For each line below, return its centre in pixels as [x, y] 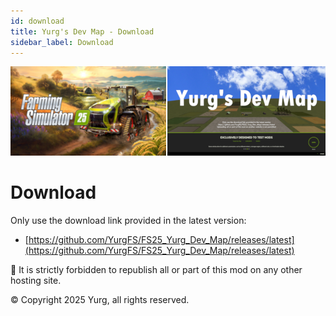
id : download [37, 21]
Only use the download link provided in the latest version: [128, 220]
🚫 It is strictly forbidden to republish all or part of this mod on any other [156, 269]
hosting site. [36, 280]
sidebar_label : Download [62, 42]
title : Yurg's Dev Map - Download [82, 31]
